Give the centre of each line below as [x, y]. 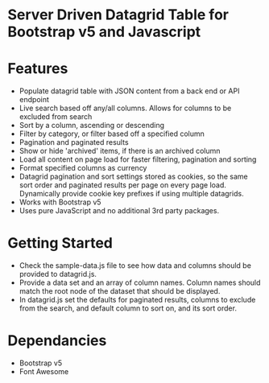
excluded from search [56, 117]
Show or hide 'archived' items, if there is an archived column [120, 151]
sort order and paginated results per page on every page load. [123, 185]
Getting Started [60, 243]
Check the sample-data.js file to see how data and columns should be [135, 266]
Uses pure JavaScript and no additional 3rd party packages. [119, 211]
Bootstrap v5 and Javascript [104, 32]
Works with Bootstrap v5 [60, 202]
